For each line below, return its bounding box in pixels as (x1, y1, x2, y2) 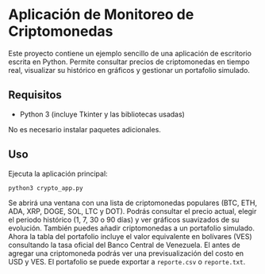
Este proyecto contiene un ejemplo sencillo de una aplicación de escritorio (8, 48, 252, 58)
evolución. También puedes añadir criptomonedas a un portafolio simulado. (8, 223, 255, 233)
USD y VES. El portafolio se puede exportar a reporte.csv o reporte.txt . (8, 257, 246, 267)
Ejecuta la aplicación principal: (8, 169, 109, 178)
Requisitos (8, 89, 62, 102)
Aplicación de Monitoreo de (8, 6, 194, 24)
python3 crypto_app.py (8, 184, 83, 192)
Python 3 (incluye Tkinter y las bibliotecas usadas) (19, 109, 185, 119)
